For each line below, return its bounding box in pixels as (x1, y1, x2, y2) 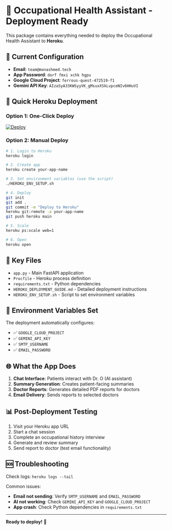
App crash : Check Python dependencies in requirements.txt (13, 504, 142, 510)
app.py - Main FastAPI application (13, 270, 84, 276)
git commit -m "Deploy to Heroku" (6, 204, 80, 210)
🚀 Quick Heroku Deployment (6, 97, 97, 106)
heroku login (6, 153, 34, 158)
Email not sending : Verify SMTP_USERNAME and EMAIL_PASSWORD (13, 493, 141, 499)
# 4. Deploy (6, 190, 31, 196)
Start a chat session (13, 428, 56, 435)
